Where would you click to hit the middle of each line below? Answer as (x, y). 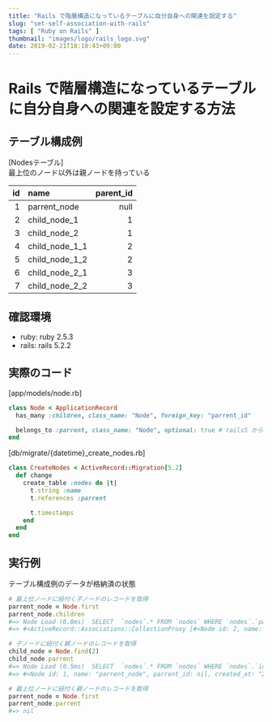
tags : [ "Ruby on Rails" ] (54, 31)
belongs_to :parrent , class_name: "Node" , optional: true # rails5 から (140, 430)
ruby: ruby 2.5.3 (47, 337)
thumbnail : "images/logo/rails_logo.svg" (79, 39)
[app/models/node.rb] (45, 393)
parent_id (114, 193)
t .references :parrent (68, 498)
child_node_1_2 (57, 260)
